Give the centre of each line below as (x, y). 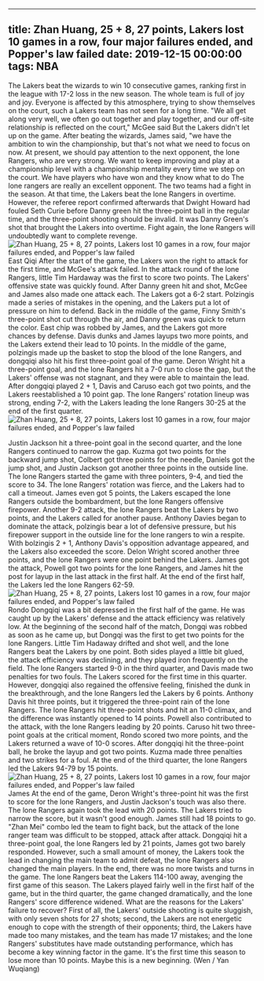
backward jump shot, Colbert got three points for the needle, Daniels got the (132, 459)
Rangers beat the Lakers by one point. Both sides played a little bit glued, (126, 651)
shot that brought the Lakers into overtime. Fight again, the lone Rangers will (132, 227)
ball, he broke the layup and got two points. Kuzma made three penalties (125, 752)
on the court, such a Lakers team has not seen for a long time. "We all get (127, 110)
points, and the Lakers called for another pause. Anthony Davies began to (127, 518)
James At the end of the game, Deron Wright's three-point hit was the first (128, 793)
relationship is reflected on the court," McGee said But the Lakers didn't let (129, 127)
